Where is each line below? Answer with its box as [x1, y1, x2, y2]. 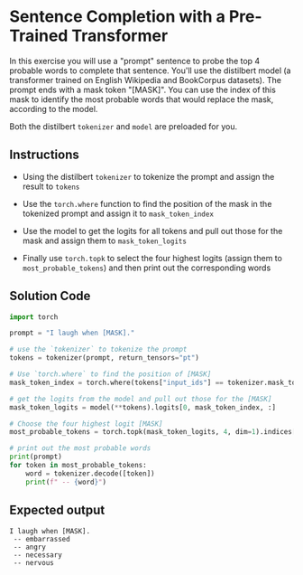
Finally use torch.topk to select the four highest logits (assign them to [22, 252, 282, 263]
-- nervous [13, 558, 54, 567]
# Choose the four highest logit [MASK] [9, 419, 164, 429]
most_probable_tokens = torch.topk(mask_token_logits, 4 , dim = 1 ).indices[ [9, 428, 297, 437]
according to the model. [9, 103, 98, 114]
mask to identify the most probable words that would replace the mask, [9, 93, 274, 105]
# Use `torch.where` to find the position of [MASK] [9, 370, 212, 379]
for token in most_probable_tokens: [9, 461, 147, 470]
